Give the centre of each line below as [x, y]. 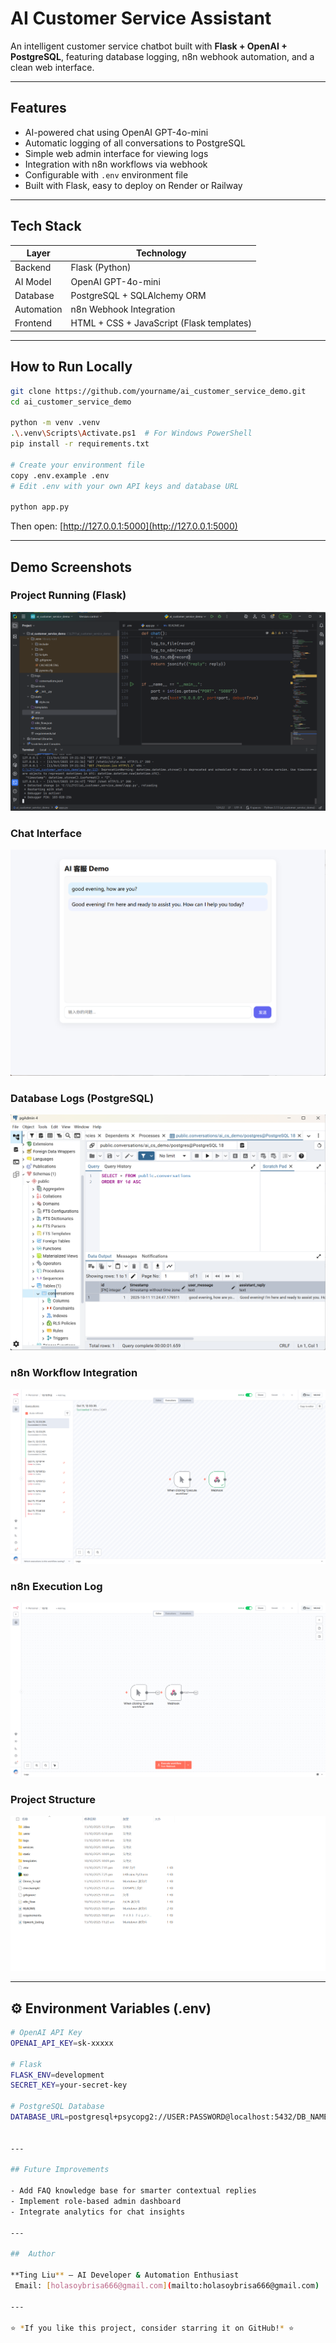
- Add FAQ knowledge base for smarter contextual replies [133, 2191]
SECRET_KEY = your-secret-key [69, 2085]
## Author [33, 2254]
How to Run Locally [71, 367]
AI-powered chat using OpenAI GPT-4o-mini [116, 132]
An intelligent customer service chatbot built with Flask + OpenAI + [149, 46]
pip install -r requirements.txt [80, 444]
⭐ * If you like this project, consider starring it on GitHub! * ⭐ [152, 2328]
